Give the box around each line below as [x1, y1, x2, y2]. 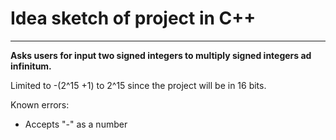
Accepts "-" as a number [24, 118, 128, 130]
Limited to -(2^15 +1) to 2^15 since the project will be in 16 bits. [10, 79, 267, 91]
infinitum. [10, 60, 52, 72]
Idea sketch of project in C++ [10, 7, 257, 30]
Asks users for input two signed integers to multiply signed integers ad [10, 49, 312, 61]
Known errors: [10, 98, 70, 111]
